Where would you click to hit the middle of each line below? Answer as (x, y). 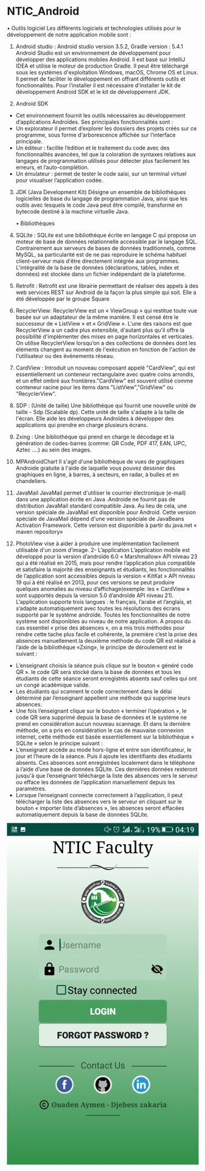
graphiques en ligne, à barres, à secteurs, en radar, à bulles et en (97, 474)
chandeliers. (31, 481)
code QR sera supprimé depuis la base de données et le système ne (101, 717)
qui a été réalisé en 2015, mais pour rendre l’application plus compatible (106, 563)
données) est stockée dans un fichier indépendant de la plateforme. (101, 274)
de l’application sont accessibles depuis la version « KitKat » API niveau (105, 576)
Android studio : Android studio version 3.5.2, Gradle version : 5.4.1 (99, 46)
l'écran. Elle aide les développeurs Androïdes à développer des (95, 418)
